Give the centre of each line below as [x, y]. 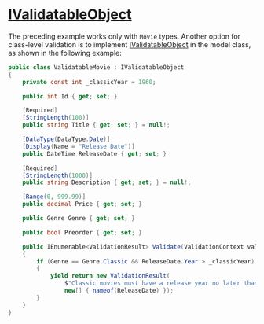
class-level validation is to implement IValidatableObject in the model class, [130, 44]
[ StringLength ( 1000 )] [57, 175]
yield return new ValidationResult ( [110, 276]
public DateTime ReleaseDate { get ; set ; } [95, 154]
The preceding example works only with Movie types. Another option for [125, 36]
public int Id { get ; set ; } [70, 96]
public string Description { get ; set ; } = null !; [107, 182]
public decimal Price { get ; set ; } [82, 204]
